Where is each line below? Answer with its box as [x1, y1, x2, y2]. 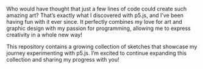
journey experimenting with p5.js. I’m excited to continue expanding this [6, 49, 187, 57]
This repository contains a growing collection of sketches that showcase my [6, 43, 198, 50]
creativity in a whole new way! [6, 31, 82, 38]
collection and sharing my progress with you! [6, 56, 119, 63]
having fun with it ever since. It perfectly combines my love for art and [6, 18, 183, 25]
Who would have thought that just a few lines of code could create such [6, 5, 187, 12]
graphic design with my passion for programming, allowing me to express [6, 24, 191, 32]
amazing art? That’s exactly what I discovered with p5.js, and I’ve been [6, 12, 184, 19]
